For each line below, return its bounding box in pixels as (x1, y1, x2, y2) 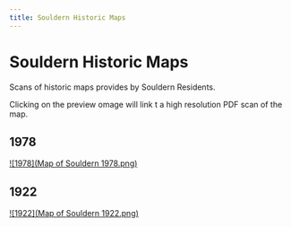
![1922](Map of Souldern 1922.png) (9, 208, 139, 219)
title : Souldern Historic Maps (9, 13, 126, 22)
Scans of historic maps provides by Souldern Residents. (9, 82, 216, 92)
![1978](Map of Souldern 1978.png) (9, 158, 138, 169)
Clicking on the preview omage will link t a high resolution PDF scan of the (9, 99, 283, 109)
